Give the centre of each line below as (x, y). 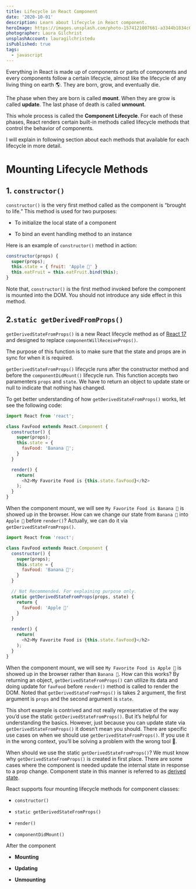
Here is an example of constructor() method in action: (72, 245)
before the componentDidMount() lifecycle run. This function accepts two (92, 375)
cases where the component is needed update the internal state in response (98, 765)
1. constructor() (36, 191)
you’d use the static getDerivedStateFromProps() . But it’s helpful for (87, 716)
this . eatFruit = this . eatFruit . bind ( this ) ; (65, 272)
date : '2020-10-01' (30, 17)
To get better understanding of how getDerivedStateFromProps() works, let (96, 399)
